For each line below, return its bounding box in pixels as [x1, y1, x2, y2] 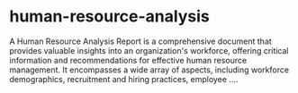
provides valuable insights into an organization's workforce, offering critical [9, 45, 290, 55]
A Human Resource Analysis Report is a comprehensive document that [9, 36, 272, 46]
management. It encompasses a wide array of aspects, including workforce [9, 64, 290, 75]
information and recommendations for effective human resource [9, 55, 248, 65]
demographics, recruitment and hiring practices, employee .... [9, 73, 239, 84]
